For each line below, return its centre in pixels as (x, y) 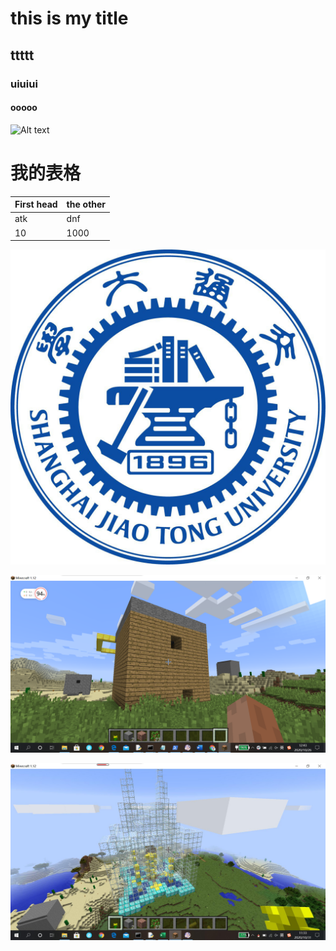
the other (86, 204)
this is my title (69, 18)
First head (36, 204)
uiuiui (24, 84)
